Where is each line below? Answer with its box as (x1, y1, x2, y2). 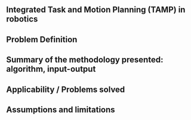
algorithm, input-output (6, 64, 96, 74)
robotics (6, 14, 38, 24)
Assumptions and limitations (6, 104, 115, 115)
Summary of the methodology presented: (6, 55, 164, 65)
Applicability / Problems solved (6, 84, 125, 94)
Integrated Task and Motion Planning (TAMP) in (6, 5, 186, 15)
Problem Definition (6, 34, 78, 44)
